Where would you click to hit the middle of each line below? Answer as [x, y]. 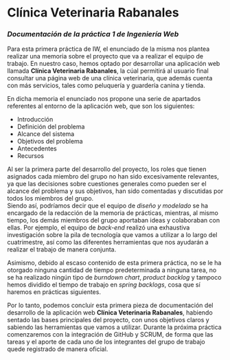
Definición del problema [51, 127]
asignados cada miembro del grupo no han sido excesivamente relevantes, [113, 177]
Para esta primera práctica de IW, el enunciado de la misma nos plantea [108, 49]
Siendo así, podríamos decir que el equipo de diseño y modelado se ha [107, 206]
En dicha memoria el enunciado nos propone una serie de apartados [104, 99]
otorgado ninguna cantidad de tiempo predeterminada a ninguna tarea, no [112, 270]
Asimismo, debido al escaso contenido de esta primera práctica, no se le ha [114, 263]
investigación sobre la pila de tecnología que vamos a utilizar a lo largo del [112, 235]
